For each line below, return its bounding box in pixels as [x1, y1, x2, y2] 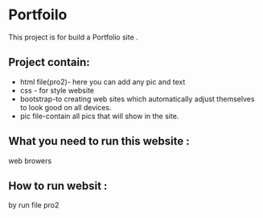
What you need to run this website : [8, 134, 191, 148]
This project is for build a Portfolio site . [8, 32, 138, 42]
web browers [8, 155, 52, 166]
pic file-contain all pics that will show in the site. [19, 111, 179, 121]
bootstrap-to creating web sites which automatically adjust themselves [19, 94, 255, 104]
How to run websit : [8, 179, 108, 192]
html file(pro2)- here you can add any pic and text [19, 76, 186, 86]
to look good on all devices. [19, 102, 112, 112]
